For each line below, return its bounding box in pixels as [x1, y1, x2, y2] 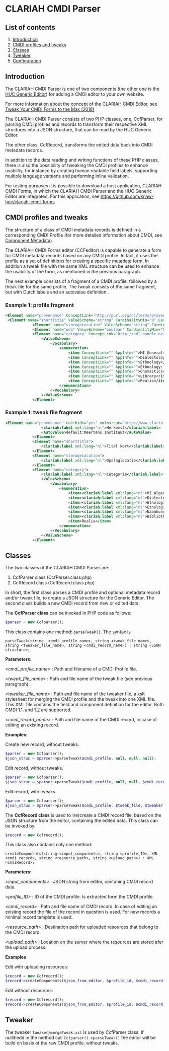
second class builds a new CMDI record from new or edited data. [5, 600, 140, 607]
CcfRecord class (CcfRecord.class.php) [12, 580, 95, 586]
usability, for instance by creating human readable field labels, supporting [5, 167, 158, 174]
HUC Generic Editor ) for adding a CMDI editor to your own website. [5, 91, 144, 97]
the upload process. [5, 944, 47, 950]
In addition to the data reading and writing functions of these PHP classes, [5, 157, 159, 163]
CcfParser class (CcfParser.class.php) [12, 574, 92, 580]
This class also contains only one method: [5, 842, 93, 848]
